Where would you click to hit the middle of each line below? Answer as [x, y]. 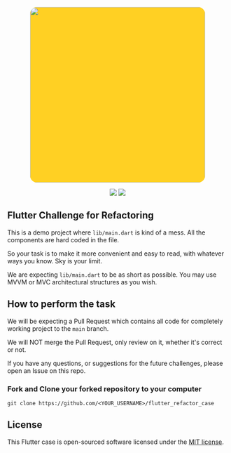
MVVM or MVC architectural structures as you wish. [82, 282]
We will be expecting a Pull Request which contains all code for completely [115, 321]
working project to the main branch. [58, 328]
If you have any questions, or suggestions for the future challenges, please [115, 363]
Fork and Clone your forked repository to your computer [104, 388]
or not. [17, 349]
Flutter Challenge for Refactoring [80, 215]
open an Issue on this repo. [47, 370]
